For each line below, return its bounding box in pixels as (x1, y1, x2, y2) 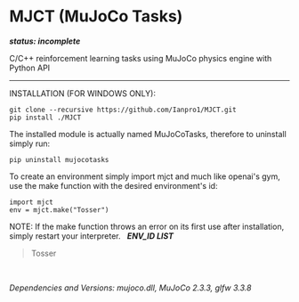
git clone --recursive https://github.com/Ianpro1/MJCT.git (9, 105, 238, 114)
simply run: (9, 138, 51, 149)
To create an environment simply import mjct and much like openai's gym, (9, 171, 280, 182)
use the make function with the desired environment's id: (9, 180, 218, 191)
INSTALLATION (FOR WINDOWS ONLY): (9, 87, 157, 99)
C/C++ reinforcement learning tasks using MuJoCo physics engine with (9, 53, 272, 63)
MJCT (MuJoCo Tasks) (9, 6, 183, 27)
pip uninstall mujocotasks (9, 155, 109, 164)
